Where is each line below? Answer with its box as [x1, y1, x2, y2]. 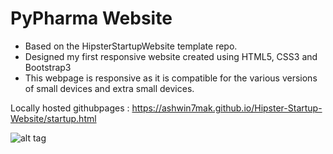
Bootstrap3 [24, 61, 72, 73]
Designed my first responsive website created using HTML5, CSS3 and [24, 50, 318, 62]
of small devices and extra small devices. [24, 82, 195, 94]
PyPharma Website [10, 7, 173, 30]
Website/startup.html [10, 112, 97, 124]
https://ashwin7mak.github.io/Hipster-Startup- [131, 102, 323, 114]
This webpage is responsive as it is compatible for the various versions [24, 72, 318, 84]
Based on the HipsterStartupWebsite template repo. [24, 40, 238, 52]
